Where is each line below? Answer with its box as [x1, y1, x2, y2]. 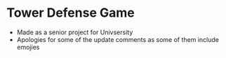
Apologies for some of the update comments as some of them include [16, 35, 219, 43]
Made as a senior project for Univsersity [16, 28, 133, 36]
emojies [16, 43, 40, 51]
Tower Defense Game [6, 5, 135, 21]
